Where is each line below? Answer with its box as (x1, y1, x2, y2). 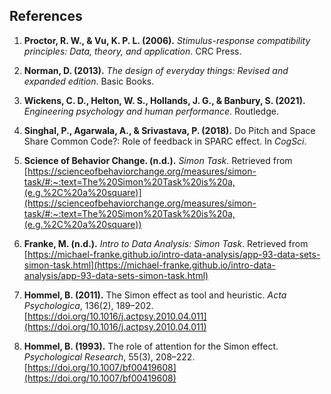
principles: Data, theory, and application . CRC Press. (23, 45, 242, 57)
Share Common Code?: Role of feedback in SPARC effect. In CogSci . (23, 135, 307, 147)
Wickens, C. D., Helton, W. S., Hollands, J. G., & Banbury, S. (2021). (23, 94, 306, 106)
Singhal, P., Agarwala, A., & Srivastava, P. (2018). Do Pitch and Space (23, 124, 316, 136)
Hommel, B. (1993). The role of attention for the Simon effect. (23, 340, 279, 352)
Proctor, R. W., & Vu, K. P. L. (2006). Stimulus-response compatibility (23, 34, 311, 46)
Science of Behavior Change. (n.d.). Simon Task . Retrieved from (23, 154, 293, 166)
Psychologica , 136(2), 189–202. (23, 299, 154, 311)
